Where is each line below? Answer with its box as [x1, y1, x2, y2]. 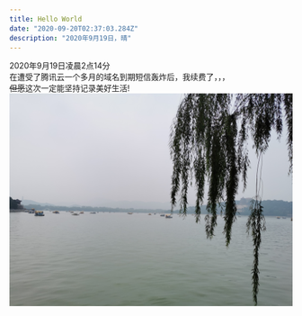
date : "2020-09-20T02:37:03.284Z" [9, 23, 139, 33]
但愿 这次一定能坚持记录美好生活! [9, 83, 130, 94]
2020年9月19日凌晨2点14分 [9, 60, 111, 71]
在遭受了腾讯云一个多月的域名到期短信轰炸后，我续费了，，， [9, 72, 230, 83]
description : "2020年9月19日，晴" [9, 33, 132, 42]
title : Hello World [9, 14, 83, 23]
